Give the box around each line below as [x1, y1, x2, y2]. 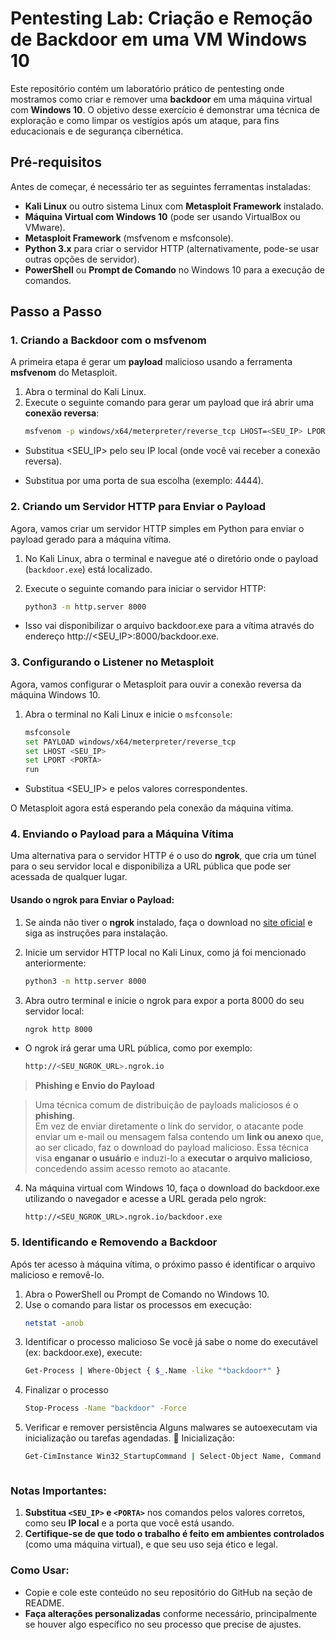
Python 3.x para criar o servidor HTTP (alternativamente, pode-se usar [24, 242, 320, 254]
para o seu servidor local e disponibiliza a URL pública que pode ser [10, 860, 292, 872]
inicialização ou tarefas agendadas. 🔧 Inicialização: [24, 1432, 235, 1444]
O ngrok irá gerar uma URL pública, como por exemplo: [24, 1042, 253, 1054]
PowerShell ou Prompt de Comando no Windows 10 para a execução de [24, 263, 325, 276]
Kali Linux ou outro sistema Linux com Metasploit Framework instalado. [24, 200, 324, 212]
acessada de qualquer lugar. [10, 871, 128, 883]
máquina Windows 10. [10, 688, 101, 701]
